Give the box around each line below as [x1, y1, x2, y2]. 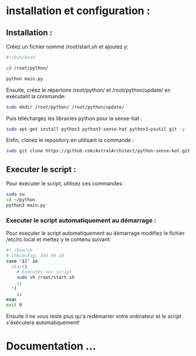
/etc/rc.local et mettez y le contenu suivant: [6, 235, 111, 242]
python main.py [6, 75, 43, 82]
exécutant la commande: [6, 92, 66, 99]
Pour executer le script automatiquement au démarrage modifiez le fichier [6, 229, 185, 237]
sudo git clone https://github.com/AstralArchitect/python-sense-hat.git [6, 148, 191, 154]
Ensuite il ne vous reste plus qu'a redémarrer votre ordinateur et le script [6, 312, 182, 320]
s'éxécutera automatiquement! [6, 319, 80, 326]
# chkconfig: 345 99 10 [6, 252, 65, 258]
